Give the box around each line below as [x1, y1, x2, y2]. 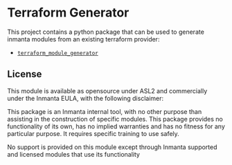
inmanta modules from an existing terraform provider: [7, 35, 160, 43]
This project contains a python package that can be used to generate [7, 28, 204, 36]
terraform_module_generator [17, 50, 98, 57]
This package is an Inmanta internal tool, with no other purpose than [7, 107, 202, 115]
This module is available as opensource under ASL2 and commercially [7, 86, 208, 95]
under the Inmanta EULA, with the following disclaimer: [7, 94, 164, 102]
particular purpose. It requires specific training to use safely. [7, 129, 180, 137]
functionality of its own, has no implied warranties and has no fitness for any [7, 122, 225, 130]
